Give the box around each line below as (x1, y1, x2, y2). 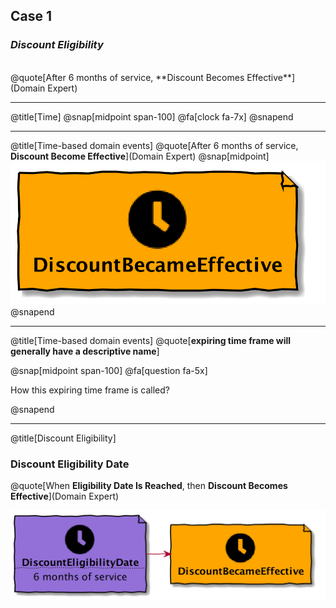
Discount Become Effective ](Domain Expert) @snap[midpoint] (10, 150, 270, 162)
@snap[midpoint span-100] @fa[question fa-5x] (10, 364, 208, 376)
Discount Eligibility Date (10, 457, 130, 471)
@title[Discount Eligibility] (10, 432, 117, 444)
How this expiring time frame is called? (10, 384, 170, 396)
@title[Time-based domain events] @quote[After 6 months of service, (10, 139, 299, 151)
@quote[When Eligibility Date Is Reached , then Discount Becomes (10, 480, 288, 492)
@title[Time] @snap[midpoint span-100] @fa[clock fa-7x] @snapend (10, 110, 294, 123)
